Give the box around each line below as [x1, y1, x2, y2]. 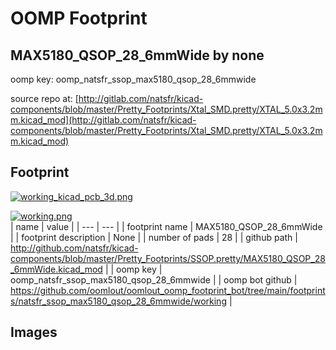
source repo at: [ [10, 93, 79, 104]
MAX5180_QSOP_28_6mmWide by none [10, 47, 265, 64]
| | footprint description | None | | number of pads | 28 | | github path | [10, 231, 298, 243]
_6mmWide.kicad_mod [10, 263, 103, 275]
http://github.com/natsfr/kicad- [10, 242, 139, 254]
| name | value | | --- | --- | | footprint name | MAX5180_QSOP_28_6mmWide [10, 220, 323, 232]
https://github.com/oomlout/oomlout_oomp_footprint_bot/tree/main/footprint [10, 284, 326, 296]
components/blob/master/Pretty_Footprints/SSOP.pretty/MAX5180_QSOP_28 [10, 252, 326, 264]
